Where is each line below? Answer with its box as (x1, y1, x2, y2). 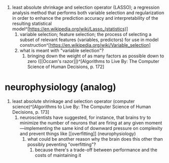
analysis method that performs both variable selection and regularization (12, 10, 164, 16)
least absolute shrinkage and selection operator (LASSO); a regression (12, 5, 160, 10)
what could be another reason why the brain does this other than (27, 136, 163, 142)
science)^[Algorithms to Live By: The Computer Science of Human (12, 104, 151, 110)
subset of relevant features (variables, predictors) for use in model (19, 37, 159, 43)
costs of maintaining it (35, 152, 82, 158)
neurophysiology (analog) (5, 81, 116, 93)
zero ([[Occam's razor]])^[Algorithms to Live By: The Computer (27, 58, 159, 64)
